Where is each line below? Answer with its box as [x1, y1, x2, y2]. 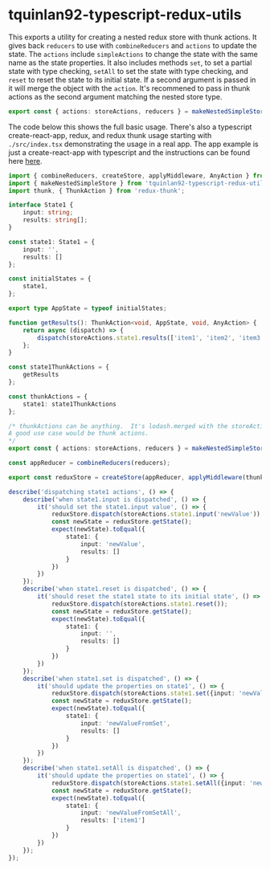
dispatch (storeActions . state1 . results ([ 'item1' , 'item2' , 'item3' [37, 333, 264, 342]
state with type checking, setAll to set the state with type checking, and [8, 66, 249, 75]
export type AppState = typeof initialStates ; [8, 304, 167, 312]
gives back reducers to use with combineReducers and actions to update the [8, 40, 257, 50]
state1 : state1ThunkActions [22, 400, 117, 408]
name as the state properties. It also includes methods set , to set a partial [8, 58, 252, 67]
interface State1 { [8, 201, 74, 210]
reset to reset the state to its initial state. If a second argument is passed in [8, 75, 256, 84]
